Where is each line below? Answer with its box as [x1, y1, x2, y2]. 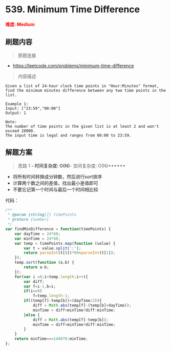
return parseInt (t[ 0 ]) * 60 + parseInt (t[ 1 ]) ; [24, 250, 116, 256]
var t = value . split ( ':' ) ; [24, 245, 81, 251]
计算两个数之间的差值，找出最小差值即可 [12, 180, 98, 186]
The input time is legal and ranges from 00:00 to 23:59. [5, 132, 132, 138]
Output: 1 [5, 110, 27, 115]
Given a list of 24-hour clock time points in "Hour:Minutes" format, [5, 83, 159, 88]
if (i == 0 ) [24, 288, 42, 294]
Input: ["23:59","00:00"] [5, 106, 60, 111]
